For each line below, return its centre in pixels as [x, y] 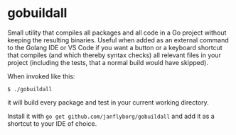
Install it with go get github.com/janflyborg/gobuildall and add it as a [111, 116]
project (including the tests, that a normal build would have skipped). [108, 62]
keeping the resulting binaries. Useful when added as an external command [118, 40]
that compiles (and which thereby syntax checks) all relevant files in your [114, 55]
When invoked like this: [41, 76]
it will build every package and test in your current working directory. [108, 102]
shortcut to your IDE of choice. [52, 123]
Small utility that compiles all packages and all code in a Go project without [117, 33]
